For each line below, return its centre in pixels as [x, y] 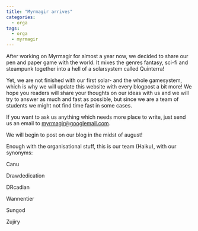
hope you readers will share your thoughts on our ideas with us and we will [98, 93]
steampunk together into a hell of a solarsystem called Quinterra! [85, 69]
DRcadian [18, 187]
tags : [13, 28]
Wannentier [20, 199]
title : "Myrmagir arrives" [39, 12]
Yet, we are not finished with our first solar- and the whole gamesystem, [94, 80]
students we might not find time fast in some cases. [69, 105]
